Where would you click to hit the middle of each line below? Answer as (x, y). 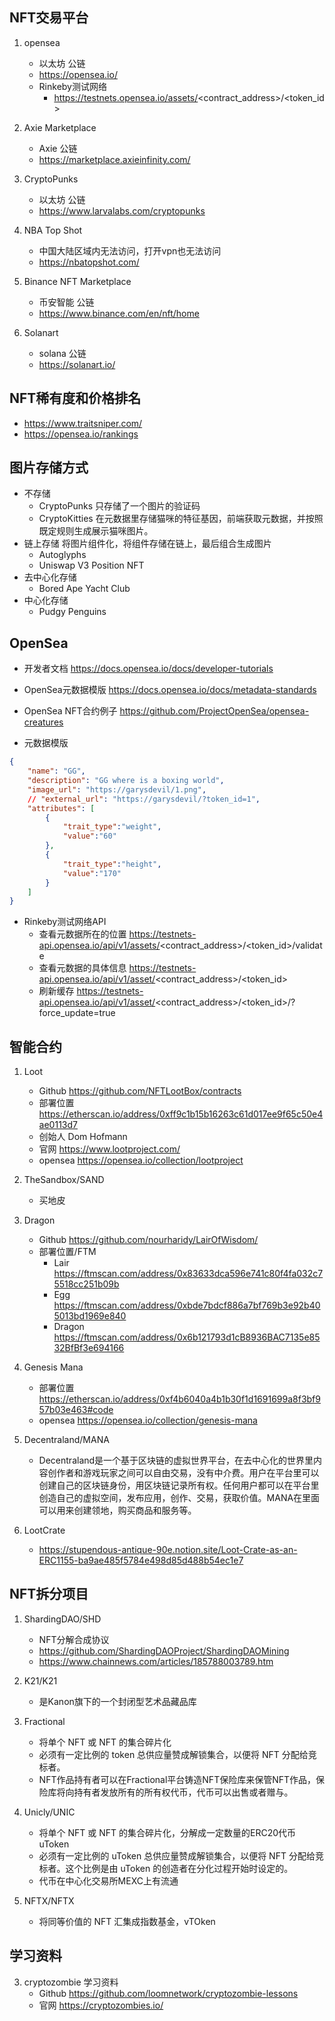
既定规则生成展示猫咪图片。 (96, 531)
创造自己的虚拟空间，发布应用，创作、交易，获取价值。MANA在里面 (179, 1498)
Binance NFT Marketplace (77, 281)
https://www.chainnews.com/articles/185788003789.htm (156, 1661)
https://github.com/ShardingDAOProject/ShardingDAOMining (164, 1650)
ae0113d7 (58, 1125)
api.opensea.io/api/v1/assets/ (99, 945)
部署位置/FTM (67, 1252)
